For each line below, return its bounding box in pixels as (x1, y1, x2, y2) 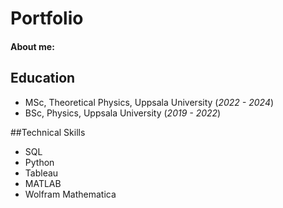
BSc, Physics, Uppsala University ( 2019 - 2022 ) (24, 107, 222, 119)
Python (24, 156, 55, 168)
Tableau (24, 167, 59, 179)
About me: (10, 40, 55, 52)
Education (10, 70, 76, 87)
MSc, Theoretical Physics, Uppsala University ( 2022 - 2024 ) (24, 96, 275, 108)
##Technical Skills (10, 126, 86, 138)
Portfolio (10, 7, 84, 30)
